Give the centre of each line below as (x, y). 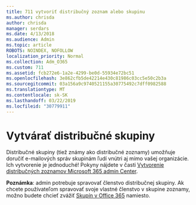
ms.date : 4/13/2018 (30, 34)
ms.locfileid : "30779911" (38, 106)
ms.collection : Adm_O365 (37, 62)
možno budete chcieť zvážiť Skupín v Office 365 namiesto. (78, 195)
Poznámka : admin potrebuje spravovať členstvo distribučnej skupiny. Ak (95, 183)
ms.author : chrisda (30, 17)
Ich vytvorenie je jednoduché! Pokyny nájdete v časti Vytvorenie (85, 165)
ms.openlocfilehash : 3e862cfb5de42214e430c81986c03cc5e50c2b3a (86, 78)
